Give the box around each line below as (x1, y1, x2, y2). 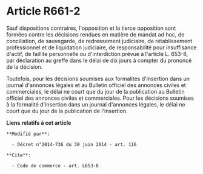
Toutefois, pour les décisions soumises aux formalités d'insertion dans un (6, 75, 190, 82)
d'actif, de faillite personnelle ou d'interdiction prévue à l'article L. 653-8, (6, 50, 188, 57)
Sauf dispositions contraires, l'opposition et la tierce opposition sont (6, 24, 176, 32)
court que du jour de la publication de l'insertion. (6, 107, 128, 114)
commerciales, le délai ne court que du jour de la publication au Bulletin (6, 88, 185, 95)
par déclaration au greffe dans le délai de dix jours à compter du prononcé (6, 57, 192, 64)
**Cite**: (6, 152, 32, 158)
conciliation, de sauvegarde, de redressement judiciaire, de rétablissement (6, 37, 193, 44)
